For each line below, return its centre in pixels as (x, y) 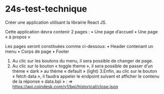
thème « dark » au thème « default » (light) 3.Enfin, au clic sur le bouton (85, 71)
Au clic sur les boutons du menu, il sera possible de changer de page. (82, 61)
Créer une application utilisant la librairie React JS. (56, 22)
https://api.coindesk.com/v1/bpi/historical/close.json (65, 86)
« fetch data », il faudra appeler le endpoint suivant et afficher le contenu (86, 76)
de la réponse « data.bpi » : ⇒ (42, 81)
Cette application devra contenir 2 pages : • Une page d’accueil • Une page (82, 31)
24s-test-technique (46, 9)
